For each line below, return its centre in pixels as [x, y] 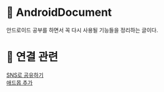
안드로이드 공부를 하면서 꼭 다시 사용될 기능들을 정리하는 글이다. [82, 30]
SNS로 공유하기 [25, 75]
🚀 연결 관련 [32, 57]
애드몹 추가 [20, 82]
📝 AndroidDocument [59, 12]
